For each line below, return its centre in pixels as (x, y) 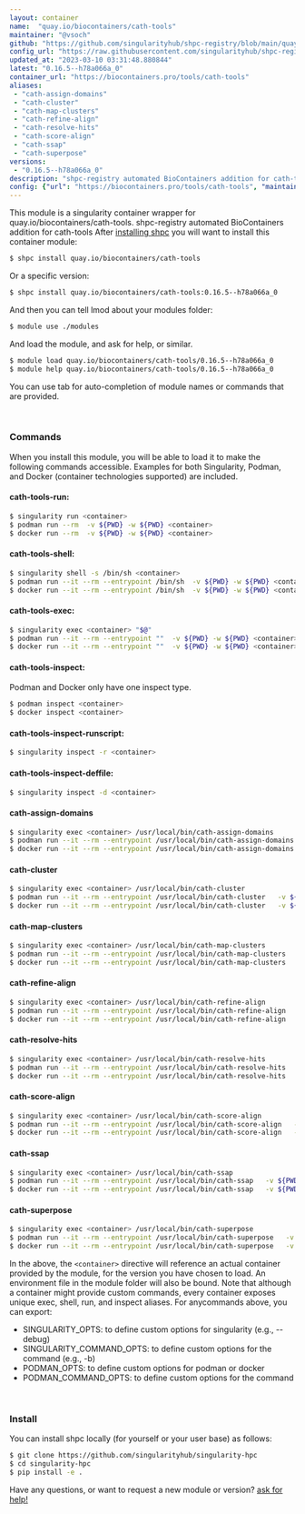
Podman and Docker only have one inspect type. (101, 687)
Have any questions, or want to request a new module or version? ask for (146, 1489)
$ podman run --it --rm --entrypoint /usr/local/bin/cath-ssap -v (142, 1181)
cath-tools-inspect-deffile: (61, 773)
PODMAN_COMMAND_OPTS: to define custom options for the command (158, 1378)
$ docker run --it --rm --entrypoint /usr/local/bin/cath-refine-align (148, 1019)
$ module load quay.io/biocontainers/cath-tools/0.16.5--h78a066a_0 (142, 360)
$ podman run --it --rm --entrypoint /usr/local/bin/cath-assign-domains (152, 841)
